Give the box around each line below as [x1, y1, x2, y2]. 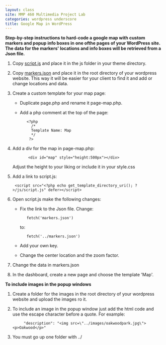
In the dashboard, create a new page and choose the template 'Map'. [12, 272, 154, 278]
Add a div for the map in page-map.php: [12, 146, 95, 152]
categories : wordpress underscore [5, 16, 77, 21]
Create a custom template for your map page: [12, 90, 106, 96]
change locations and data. [12, 81, 69, 87]
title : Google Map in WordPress [5, 21, 72, 26]
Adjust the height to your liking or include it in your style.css [12, 164, 135, 170]
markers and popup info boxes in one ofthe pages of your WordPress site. [5, 40, 161, 46]
